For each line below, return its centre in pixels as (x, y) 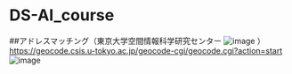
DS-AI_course (62, 15)
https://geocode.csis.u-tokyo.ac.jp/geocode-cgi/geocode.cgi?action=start (146, 50)
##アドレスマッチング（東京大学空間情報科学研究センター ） (137, 41)
